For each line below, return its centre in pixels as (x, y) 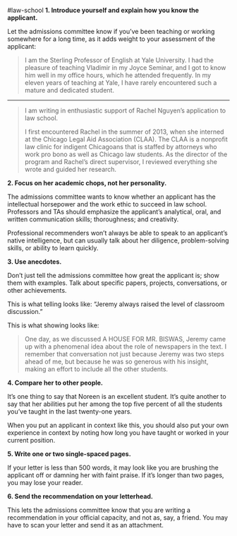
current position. (31, 440)
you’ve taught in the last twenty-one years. (70, 412)
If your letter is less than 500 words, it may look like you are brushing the (113, 467)
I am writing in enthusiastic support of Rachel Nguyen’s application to (125, 110)
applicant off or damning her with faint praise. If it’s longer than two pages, (116, 475)
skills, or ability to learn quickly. (53, 248)
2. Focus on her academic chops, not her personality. (87, 183)
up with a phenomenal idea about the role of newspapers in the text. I (126, 346)
